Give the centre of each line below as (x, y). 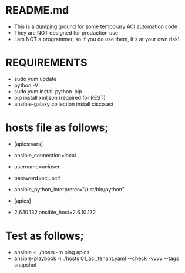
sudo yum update (35, 79)
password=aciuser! (37, 178)
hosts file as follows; (57, 128)
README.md (37, 10)
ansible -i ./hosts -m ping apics (52, 252)
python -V (26, 85)
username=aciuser (37, 166)
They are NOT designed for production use (66, 32)
